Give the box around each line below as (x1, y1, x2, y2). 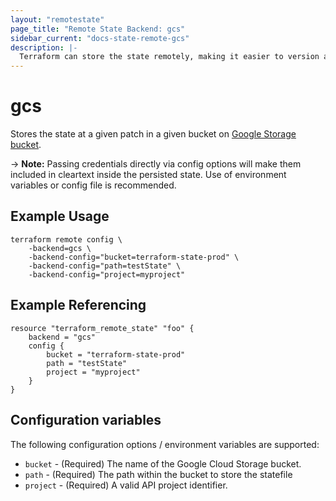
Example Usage (10, 208, 110, 225)
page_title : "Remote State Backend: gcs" (10, 24, 186, 34)
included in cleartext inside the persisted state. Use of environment (10, 169, 287, 181)
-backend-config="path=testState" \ (28, 261, 182, 271)
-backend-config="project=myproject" (28, 269, 186, 280)
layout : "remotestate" (10, 14, 105, 25)
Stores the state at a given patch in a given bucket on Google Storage (10, 128, 297, 140)
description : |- (10, 42, 78, 53)
